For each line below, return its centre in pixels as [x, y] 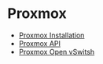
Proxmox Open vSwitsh [57, 52]
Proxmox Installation [51, 35]
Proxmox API [39, 43]
